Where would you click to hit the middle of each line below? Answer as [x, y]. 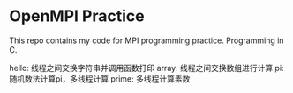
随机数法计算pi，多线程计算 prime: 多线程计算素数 [100, 79]
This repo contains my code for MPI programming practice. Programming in [146, 40]
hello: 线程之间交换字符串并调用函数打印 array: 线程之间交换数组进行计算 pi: [146, 68]
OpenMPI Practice [77, 16]
